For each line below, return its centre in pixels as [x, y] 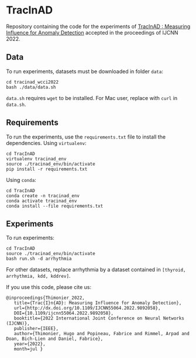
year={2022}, [30, 344]
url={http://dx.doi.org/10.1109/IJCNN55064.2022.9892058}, [87, 308]
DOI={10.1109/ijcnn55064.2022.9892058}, [64, 314]
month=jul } [28, 349]
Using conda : [21, 180]
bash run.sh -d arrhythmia [39, 259]
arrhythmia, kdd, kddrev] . [38, 276]
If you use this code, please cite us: [49, 287]
